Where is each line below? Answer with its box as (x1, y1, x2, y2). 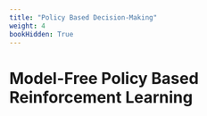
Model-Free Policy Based (9, 68, 199, 88)
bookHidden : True (9, 29, 74, 38)
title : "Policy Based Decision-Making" (9, 12, 158, 22)
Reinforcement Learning (9, 87, 194, 107)
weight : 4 (9, 21, 46, 30)
